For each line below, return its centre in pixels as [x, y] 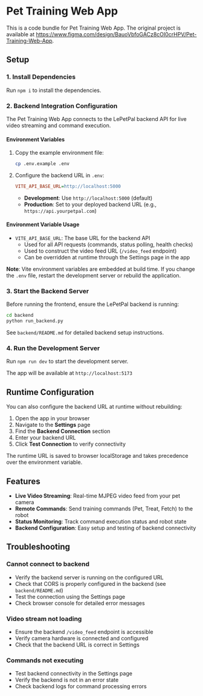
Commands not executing [45, 660]
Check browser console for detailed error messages [80, 603]
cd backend [20, 316]
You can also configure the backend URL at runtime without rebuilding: [94, 407]
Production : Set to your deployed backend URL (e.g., [90, 204]
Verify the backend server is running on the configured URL [89, 577]
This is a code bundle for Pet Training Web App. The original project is [94, 28]
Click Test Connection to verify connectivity [70, 444]
